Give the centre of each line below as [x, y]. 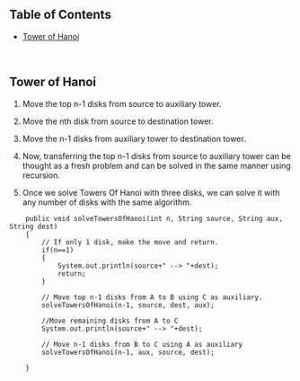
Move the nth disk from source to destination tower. [118, 121]
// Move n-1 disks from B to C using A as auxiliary [142, 344]
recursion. [41, 175]
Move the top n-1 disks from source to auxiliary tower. [122, 103]
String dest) [34, 226]
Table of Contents [61, 15]
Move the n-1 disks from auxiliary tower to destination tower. [134, 138]
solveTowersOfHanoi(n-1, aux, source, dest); [128, 352]
